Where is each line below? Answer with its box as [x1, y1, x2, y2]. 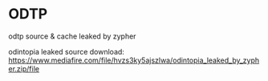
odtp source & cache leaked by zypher [8, 31, 136, 41]
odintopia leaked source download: [8, 47, 124, 56]
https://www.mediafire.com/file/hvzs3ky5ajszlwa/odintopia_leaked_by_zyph [8, 55, 260, 65]
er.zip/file [8, 63, 40, 73]
